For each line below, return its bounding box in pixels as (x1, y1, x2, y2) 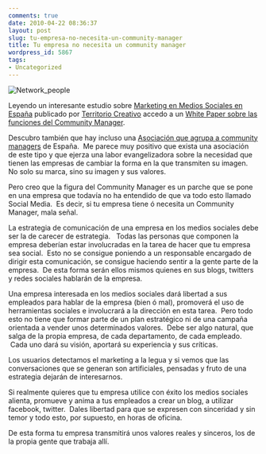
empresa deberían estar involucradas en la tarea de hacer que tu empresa (8, 239, 251, 249)
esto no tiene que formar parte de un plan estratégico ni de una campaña (8, 314, 248, 324)
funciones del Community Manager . (8, 117, 125, 127)
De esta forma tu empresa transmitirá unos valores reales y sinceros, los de (8, 428, 256, 437)
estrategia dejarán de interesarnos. (8, 371, 123, 382)
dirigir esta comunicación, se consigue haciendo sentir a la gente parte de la (8, 256, 259, 266)
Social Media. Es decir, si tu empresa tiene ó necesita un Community (8, 199, 234, 208)
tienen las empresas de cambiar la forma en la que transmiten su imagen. (8, 158, 249, 168)
